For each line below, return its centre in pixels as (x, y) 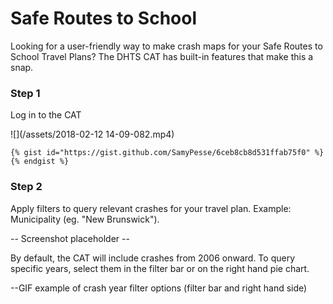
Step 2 (26, 187)
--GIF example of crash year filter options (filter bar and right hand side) (159, 288)
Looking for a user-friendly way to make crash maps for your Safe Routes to (166, 46)
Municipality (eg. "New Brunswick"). (85, 219)
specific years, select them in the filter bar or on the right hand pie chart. (160, 268)
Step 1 (25, 93)
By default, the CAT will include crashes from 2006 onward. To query (153, 258)
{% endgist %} (40, 162)
